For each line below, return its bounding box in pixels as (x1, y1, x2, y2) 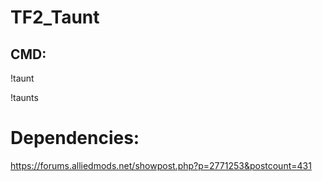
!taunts (10, 92, 39, 103)
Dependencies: (10, 127, 140, 150)
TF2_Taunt (10, 6, 100, 29)
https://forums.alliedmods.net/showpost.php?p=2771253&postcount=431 (10, 159, 312, 171)
